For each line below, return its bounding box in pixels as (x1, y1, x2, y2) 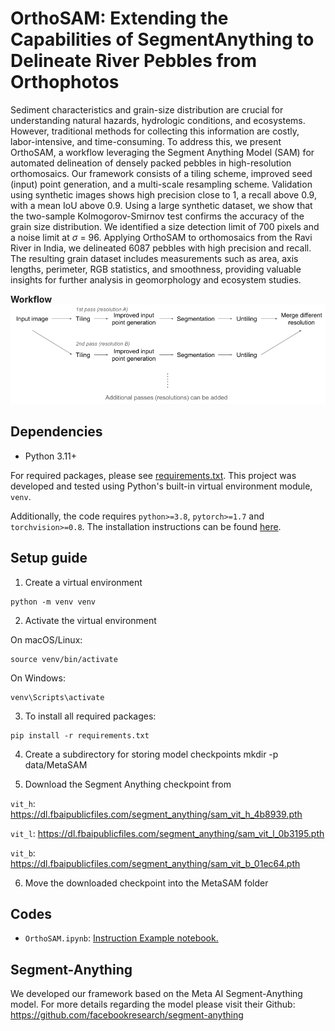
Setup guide (10, 550, 88, 567)
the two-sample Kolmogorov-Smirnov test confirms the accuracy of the (10, 210, 305, 222)
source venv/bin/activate (10, 654, 118, 664)
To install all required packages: (24, 710, 157, 722)
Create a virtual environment (24, 576, 143, 588)
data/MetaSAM (24, 758, 88, 771)
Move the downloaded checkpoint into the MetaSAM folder (24, 877, 269, 889)
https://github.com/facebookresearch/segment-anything (10, 1009, 244, 1021)
